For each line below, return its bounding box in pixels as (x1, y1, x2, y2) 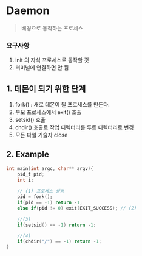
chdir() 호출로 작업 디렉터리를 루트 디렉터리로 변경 (15, 124, 134, 131)
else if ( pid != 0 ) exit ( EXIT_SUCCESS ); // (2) (17, 205, 137, 211)
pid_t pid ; (17, 171, 45, 177)
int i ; (17, 177, 34, 183)
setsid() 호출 (15, 116, 46, 124)
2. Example (6, 149, 50, 160)
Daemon (6, 4, 50, 18)
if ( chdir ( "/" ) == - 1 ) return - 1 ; (17, 238, 102, 244)
